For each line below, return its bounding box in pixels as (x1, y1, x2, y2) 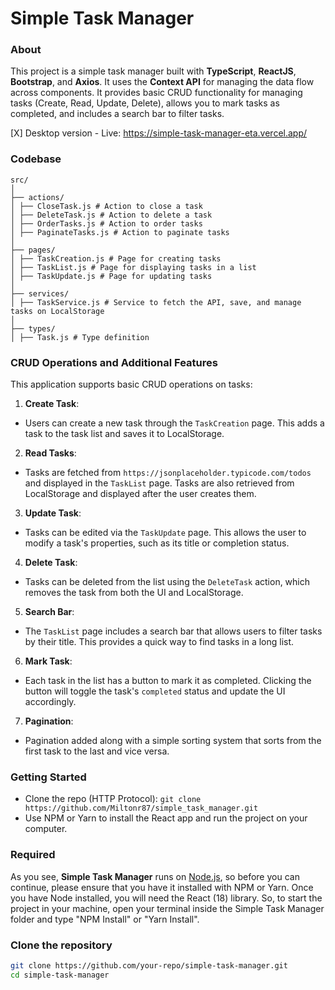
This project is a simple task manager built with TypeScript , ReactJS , (10, 65, 297, 77)
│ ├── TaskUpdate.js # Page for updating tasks (10, 271, 213, 281)
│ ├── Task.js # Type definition (10, 332, 150, 342)
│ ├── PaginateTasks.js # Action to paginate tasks (10, 227, 230, 237)
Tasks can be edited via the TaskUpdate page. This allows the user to (24, 527, 307, 539)
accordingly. (24, 696, 77, 708)
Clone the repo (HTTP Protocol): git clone (24, 793, 202, 805)
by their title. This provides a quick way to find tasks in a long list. (24, 636, 295, 648)
